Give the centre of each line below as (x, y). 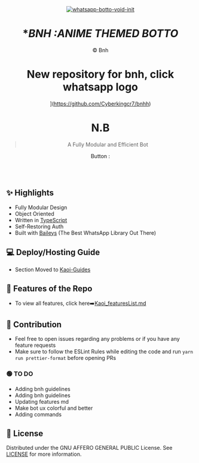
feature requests (35, 345)
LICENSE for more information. (44, 454)
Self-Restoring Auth (39, 226)
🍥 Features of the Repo (49, 288)
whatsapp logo (100, 87)
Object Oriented (35, 214)
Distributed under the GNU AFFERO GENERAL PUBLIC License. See (89, 448)
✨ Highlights (30, 193)
